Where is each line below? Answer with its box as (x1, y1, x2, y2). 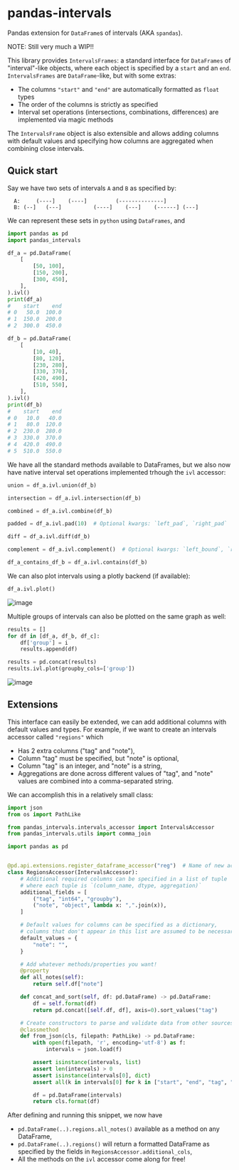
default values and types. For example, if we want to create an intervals (7, 724, 217, 734)
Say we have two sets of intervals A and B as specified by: (7, 184, 176, 192)
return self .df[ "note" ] (33, 981, 103, 988)
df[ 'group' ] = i (20, 639, 69, 646)
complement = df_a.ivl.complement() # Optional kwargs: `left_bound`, (7, 546, 224, 553)
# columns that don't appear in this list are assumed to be (20, 928, 205, 935)
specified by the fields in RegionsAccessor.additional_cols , (17, 1147, 193, 1156)
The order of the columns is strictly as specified (17, 100, 159, 108)
